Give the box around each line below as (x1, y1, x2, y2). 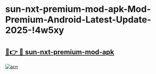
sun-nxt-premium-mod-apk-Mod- (5, 3, 151, 15)
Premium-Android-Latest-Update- (5, 14, 151, 25)
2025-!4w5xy (5, 25, 64, 36)
